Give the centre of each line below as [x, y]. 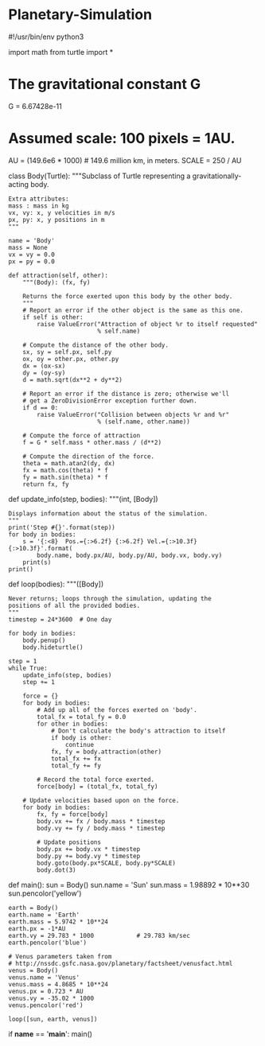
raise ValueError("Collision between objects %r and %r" [133, 414]
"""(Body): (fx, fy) [57, 282]
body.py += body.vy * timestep [89, 856]
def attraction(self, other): [58, 275]
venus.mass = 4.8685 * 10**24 [58, 984]
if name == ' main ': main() [51, 1034]
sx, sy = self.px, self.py [67, 352]
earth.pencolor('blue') [48, 943]
